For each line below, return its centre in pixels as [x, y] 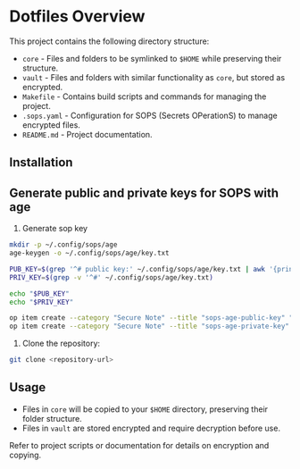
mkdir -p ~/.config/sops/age [63, 245]
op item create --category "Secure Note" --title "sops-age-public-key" [147, 318]
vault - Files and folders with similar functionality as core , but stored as [154, 77]
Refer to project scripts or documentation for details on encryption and [139, 445]
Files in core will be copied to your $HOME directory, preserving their [145, 409]
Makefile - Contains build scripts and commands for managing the [144, 96]
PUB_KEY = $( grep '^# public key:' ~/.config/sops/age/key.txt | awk [137, 269]
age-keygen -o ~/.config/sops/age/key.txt [89, 253]
